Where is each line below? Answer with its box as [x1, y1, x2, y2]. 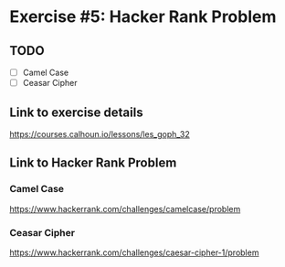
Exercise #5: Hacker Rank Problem [9, 6, 277, 27]
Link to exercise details [9, 104, 143, 120]
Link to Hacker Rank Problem [9, 155, 177, 171]
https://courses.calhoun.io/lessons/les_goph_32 [9, 128, 190, 139]
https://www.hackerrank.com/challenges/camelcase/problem [9, 203, 241, 214]
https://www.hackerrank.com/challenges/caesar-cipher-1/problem [9, 247, 259, 258]
